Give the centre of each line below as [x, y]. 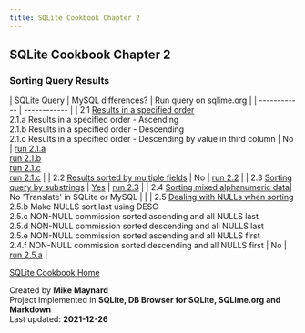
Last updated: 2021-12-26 [59, 319]
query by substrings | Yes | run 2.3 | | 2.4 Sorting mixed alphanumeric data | [151, 187]
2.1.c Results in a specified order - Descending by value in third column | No [152, 139]
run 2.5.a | [29, 255]
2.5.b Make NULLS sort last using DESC [84, 207]
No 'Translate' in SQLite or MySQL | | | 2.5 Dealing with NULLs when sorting [152, 197]
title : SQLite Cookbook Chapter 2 [75, 18]
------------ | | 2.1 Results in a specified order [109, 110]
